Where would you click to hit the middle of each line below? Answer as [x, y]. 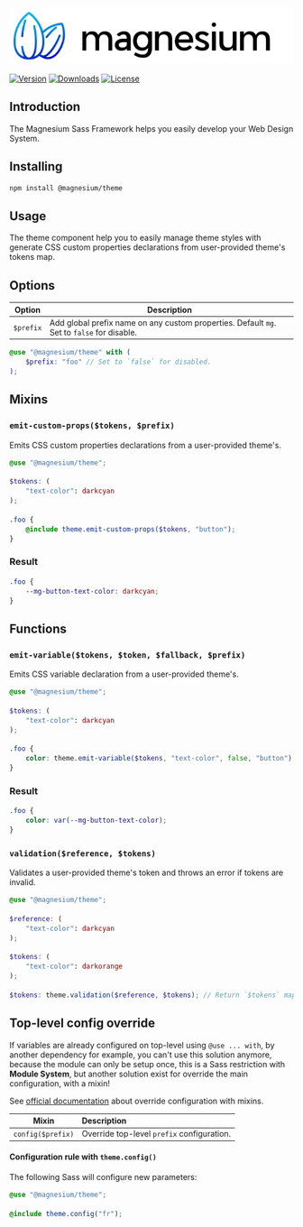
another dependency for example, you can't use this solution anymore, [141, 1055]
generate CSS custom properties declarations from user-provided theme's [147, 247]
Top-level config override [83, 1024]
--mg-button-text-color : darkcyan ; [92, 591]
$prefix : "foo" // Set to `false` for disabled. [119, 362]
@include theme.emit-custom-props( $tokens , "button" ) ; [131, 529]
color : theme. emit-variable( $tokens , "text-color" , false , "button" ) [159, 759]
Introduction [45, 107]
